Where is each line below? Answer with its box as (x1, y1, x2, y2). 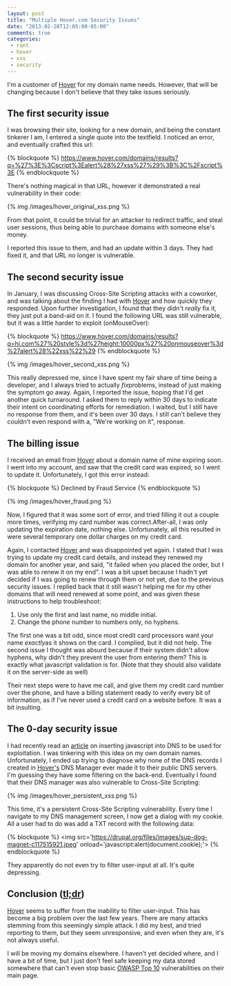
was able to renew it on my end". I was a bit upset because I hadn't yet (7, 568, 208, 576)
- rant (10, 42, 30, 49)
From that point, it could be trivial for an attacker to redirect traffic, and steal (7, 216, 223, 224)
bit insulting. (7, 703, 43, 712)
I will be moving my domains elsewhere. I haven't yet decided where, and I (7, 949, 219, 957)
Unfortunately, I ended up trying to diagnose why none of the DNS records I (7, 756, 222, 764)
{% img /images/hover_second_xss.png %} (7, 360, 130, 369)
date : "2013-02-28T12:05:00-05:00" (7, 23, 110, 30)
